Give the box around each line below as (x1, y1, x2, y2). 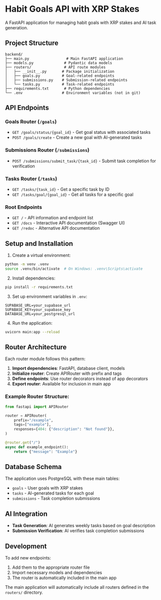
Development (5, 542, 47, 550)
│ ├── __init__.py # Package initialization (5, 69, 115, 74)
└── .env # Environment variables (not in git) (5, 90, 141, 95)
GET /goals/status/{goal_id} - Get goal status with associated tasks (12, 129, 151, 135)
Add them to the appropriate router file (12, 564, 90, 570)
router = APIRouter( (5, 413, 47, 418)
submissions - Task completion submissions (12, 495, 101, 501)
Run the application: (12, 320, 53, 326)
